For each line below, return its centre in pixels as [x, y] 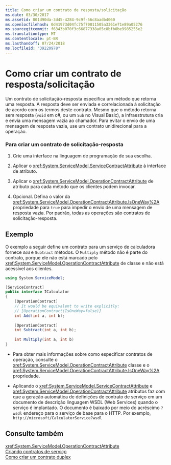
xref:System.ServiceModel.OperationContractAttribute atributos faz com [89, 391]
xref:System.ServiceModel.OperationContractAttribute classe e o [81, 365]
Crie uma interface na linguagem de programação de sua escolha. [82, 156]
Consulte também [34, 434]
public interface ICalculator [38, 292]
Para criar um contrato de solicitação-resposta [64, 145]
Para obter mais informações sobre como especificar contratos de [82, 354]
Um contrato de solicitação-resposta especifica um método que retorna [81, 98]
